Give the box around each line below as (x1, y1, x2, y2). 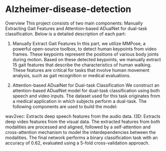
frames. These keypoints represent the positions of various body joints (12, 51, 159, 57)
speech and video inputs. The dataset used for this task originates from (12, 93, 160, 99)
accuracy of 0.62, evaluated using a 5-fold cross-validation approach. (5, 139, 150, 146)
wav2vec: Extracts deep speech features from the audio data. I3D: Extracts (5, 113, 160, 119)
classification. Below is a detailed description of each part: (5, 31, 126, 37)
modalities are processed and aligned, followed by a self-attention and (5, 124, 151, 130)
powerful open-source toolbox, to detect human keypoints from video (12, 46, 157, 52)
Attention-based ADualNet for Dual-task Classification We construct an (12, 82, 159, 88)
